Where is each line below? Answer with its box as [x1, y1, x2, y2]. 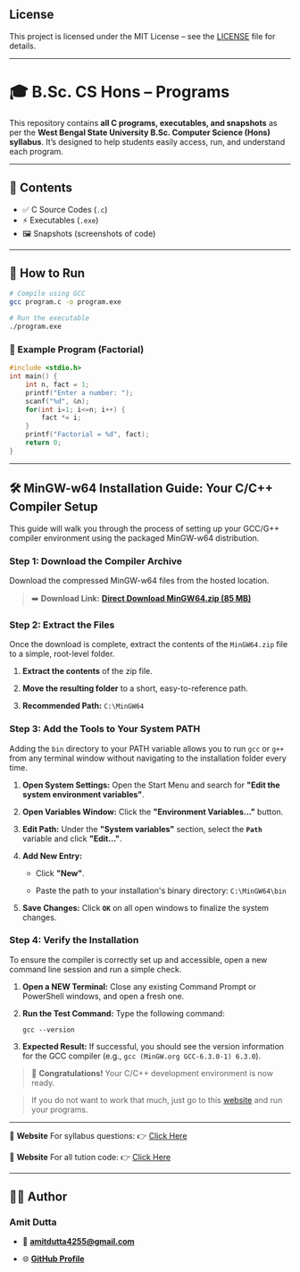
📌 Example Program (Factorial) [9, 343, 145, 356]
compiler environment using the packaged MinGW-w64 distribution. [9, 532, 260, 543]
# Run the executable [9, 314, 90, 323]
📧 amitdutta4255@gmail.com [21, 1236, 135, 1247]
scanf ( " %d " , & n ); [25, 397, 90, 406]
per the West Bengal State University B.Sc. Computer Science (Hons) [9, 127, 271, 138]
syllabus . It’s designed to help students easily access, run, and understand [9, 136, 286, 147]
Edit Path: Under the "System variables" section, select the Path [21, 823, 262, 834]
